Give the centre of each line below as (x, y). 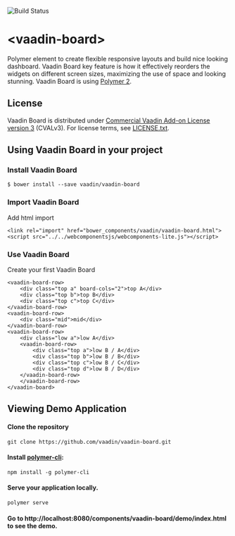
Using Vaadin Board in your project (85, 150)
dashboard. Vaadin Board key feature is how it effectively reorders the (109, 66)
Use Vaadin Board (38, 254)
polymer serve (28, 503)
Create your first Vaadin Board (51, 270)
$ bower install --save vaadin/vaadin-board (74, 185)
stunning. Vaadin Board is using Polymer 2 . (70, 81)
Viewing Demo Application (67, 409)
